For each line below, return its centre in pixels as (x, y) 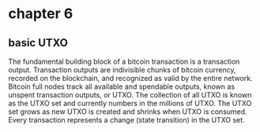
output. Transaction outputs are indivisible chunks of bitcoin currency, (122, 70)
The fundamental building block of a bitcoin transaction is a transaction (124, 61)
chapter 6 (41, 14)
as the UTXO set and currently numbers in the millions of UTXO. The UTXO (130, 103)
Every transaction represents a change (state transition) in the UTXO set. (126, 120)
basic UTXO (38, 43)
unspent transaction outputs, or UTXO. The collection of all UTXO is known (130, 95)
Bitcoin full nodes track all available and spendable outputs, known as (122, 86)
